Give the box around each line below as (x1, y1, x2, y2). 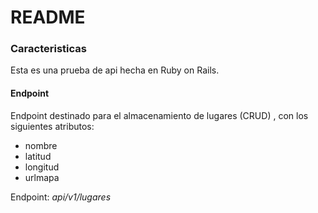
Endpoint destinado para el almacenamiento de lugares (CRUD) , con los (10, 109, 309, 121)
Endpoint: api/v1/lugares (10, 191, 112, 203)
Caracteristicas (10, 42, 87, 56)
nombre (24, 139, 58, 151)
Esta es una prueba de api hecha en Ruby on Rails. (10, 64, 220, 76)
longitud (24, 161, 60, 173)
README (10, 6, 86, 29)
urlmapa (24, 171, 60, 183)
